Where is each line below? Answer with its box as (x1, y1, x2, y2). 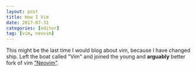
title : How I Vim (6, 14, 49, 20)
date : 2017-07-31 (6, 19, 49, 25)
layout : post (6, 8, 38, 15)
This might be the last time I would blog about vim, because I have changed (6, 47, 191, 54)
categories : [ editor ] (6, 25, 60, 31)
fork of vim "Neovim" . (6, 60, 59, 67)
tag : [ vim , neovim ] (6, 31, 54, 37)
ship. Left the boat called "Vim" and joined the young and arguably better (6, 53, 186, 60)
